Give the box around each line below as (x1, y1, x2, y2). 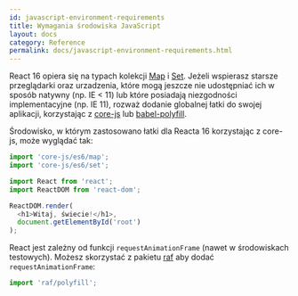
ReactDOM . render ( (9, 201, 74, 210)
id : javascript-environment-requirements (9, 12, 165, 22)
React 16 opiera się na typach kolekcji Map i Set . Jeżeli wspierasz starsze (9, 70, 278, 81)
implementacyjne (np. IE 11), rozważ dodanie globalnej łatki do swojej (9, 99, 262, 110)
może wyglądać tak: (19, 136, 93, 146)
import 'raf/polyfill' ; (9, 278, 98, 288)
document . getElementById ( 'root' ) (17, 218, 141, 227)
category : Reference (9, 37, 86, 47)
